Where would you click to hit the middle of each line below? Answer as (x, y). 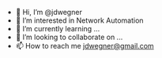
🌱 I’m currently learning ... (58, 29)
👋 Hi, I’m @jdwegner (49, 12)
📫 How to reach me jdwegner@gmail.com (85, 46)
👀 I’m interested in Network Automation (79, 20)
